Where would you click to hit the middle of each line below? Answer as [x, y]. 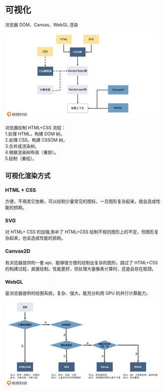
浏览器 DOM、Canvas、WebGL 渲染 [42, 25]
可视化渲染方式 [28, 176]
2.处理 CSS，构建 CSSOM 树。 [36, 140]
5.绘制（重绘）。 [21, 159]
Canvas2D [18, 251]
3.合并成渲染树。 [22, 146]
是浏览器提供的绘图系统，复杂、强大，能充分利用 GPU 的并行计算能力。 [78, 293]
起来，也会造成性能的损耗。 [37, 238]
